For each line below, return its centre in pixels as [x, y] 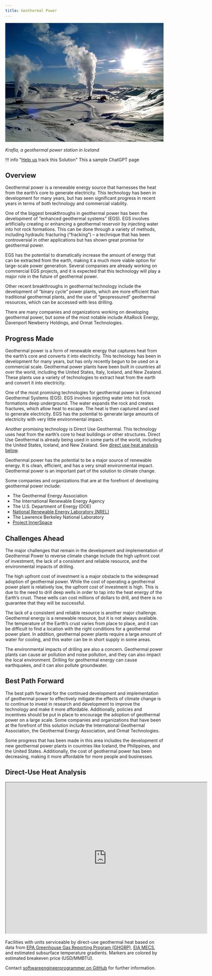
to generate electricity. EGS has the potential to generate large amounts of [82, 414]
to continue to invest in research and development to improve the [73, 704]
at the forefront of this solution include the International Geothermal [75, 725]
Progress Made [30, 339]
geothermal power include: [33, 486]
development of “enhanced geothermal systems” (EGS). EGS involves [77, 218]
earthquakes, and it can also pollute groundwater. [57, 665]
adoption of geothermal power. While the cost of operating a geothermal [80, 582]
